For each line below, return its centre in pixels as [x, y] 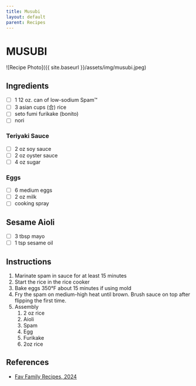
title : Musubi [23, 11]
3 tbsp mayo [30, 236]
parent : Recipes [26, 22]
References [27, 362]
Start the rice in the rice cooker [52, 282]
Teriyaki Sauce [28, 136]
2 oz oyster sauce [36, 155]
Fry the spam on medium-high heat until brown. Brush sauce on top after [102, 294]
